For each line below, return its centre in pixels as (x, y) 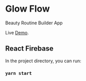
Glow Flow (28, 9)
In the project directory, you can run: (43, 61)
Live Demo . (17, 32)
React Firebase (29, 49)
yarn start (18, 73)
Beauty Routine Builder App (34, 23)
